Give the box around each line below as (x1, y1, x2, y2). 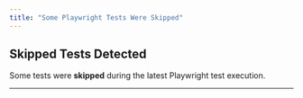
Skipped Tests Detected (9, 47, 147, 62)
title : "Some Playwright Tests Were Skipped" (9, 13, 183, 22)
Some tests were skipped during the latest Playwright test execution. (9, 70, 266, 81)
